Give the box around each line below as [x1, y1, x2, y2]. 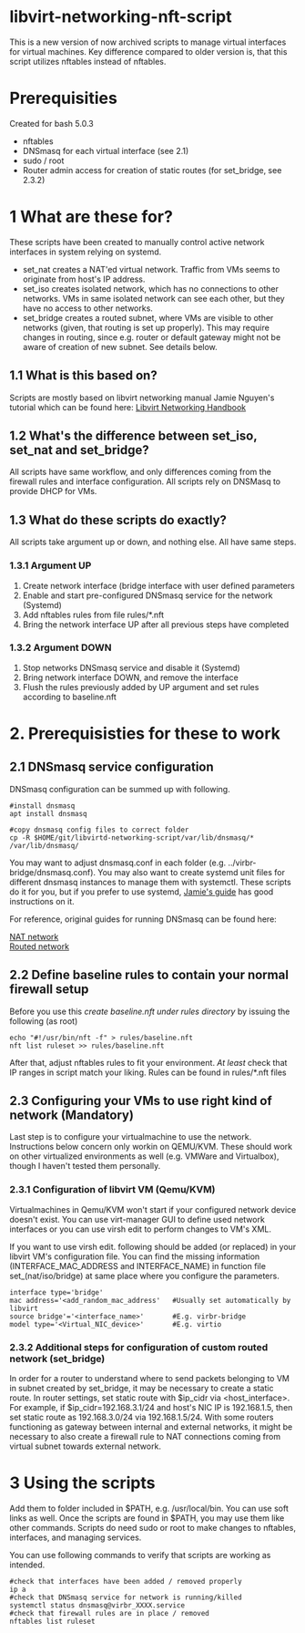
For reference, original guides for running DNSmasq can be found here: [9, 914, 278, 925]
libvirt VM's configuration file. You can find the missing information [9, 1251, 260, 1262]
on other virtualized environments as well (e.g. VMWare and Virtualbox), [9, 1151, 280, 1162]
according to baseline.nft [22, 691, 117, 702]
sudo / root [22, 155, 65, 166]
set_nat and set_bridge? [9, 442, 150, 458]
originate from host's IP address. [22, 274, 146, 284]
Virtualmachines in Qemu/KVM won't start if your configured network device [9, 1204, 297, 1214]
